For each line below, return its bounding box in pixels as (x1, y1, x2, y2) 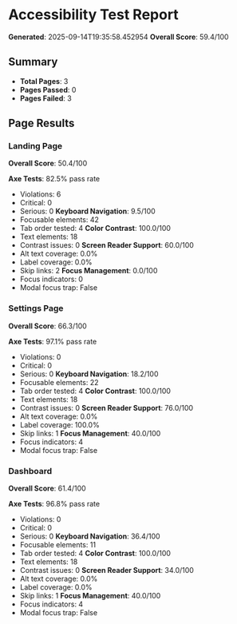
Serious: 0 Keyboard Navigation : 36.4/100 (19, 531, 161, 541)
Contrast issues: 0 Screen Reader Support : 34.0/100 (19, 566, 194, 575)
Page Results (8, 117, 75, 130)
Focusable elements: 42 (19, 215, 100, 225)
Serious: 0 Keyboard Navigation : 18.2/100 (19, 369, 159, 379)
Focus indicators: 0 (19, 274, 84, 284)
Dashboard (8, 465, 53, 476)
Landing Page (8, 141, 63, 152)
